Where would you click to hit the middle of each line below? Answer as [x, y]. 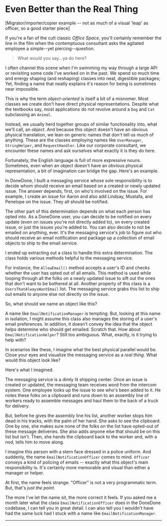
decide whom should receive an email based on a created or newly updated [83, 186]
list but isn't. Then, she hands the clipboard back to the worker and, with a [81, 436]
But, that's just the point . [30, 488]
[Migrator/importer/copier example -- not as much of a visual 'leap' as [77, 23]
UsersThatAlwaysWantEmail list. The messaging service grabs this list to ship [83, 289]
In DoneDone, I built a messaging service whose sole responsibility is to [79, 180]
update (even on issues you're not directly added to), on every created [78, 222]
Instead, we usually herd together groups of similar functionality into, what [81, 124]
